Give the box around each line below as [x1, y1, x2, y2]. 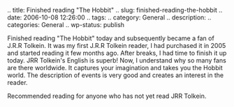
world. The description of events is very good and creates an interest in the [7, 71, 224, 79]
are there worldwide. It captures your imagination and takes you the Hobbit [7, 64, 223, 72]
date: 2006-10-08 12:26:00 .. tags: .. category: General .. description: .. [7, 13, 212, 22]
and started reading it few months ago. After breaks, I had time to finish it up [7, 49, 227, 57]
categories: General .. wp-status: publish [7, 21, 124, 28]
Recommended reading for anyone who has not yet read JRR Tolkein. [7, 92, 207, 100]
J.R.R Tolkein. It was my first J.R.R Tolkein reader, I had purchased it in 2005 [7, 42, 226, 49]
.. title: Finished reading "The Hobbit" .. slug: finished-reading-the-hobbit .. [7, 6, 223, 14]
